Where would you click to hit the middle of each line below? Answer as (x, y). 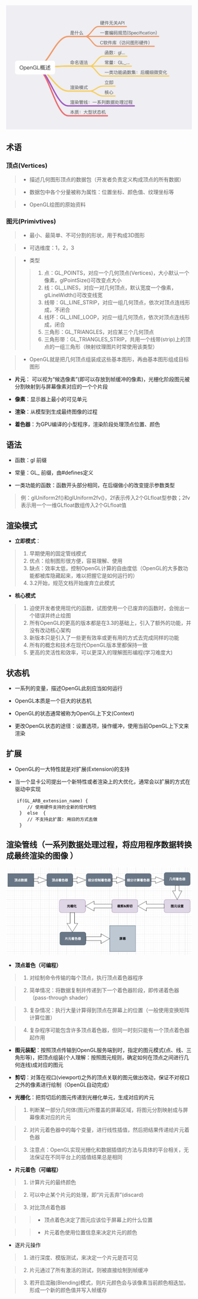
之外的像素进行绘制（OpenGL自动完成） (63, 1085)
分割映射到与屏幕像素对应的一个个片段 (61, 387)
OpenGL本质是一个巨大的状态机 (53, 701)
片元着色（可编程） (38, 1170)
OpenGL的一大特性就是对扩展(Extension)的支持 (72, 769)
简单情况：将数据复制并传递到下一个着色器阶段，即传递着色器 (104, 990)
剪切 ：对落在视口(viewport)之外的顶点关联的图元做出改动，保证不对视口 (102, 1077)
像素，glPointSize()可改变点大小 (83, 281)
